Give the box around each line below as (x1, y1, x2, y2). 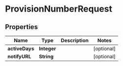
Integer (39, 45, 56, 52)
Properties (5, 23, 38, 31)
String (39, 53, 54, 60)
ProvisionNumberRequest (5, 3, 112, 15)
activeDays (7, 45, 34, 52)
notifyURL (7, 53, 32, 60)
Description (61, 37, 89, 44)
